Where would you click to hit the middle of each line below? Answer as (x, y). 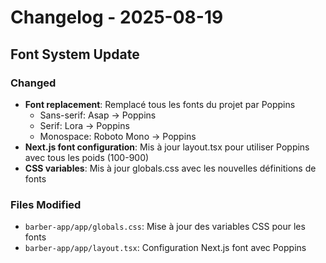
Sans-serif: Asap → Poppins (98, 115)
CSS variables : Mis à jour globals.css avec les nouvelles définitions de (170, 168)
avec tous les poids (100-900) (87, 157)
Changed (33, 83)
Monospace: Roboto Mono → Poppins (118, 136)
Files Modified (46, 204)
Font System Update (75, 54)
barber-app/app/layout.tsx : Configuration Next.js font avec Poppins (165, 248)
